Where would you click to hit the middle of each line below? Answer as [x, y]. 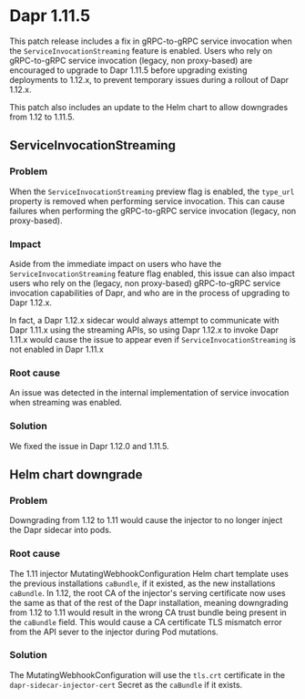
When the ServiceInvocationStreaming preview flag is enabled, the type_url [152, 191]
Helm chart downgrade [76, 474]
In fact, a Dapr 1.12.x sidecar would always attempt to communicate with [144, 320]
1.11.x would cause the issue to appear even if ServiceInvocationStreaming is [152, 339]
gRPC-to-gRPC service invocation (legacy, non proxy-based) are [131, 60]
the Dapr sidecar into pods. [61, 530]
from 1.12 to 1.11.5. [42, 117]
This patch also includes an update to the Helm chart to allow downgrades [149, 107]
